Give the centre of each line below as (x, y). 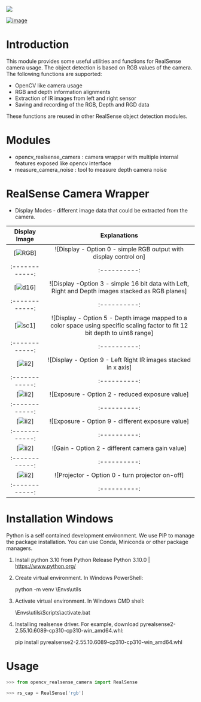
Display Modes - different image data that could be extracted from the (101, 210)
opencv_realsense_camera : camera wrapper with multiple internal (97, 157)
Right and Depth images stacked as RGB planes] (119, 291)
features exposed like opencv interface (63, 163)
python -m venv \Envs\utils (48, 589)
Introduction (38, 45)
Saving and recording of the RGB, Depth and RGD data (82, 104)
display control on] (119, 256)
